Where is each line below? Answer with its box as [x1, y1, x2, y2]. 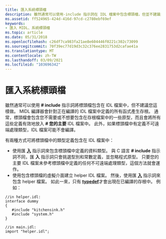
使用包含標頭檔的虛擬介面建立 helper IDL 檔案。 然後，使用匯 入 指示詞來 [12, 172, 161, 178]
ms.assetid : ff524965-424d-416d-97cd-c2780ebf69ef [5, 16, 112, 21]
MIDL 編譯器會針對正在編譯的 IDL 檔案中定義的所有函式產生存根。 [19, 108, 153, 114]
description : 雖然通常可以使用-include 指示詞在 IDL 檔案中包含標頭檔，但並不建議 [5, 12, 161, 17]
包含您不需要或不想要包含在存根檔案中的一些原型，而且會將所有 [31, 114, 161, 121]
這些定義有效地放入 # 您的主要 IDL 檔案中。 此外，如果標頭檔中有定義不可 [5, 121, 155, 127]
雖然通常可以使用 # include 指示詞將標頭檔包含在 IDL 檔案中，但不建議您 [5, 102, 153, 108]
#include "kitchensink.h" [11, 207, 65, 212]
